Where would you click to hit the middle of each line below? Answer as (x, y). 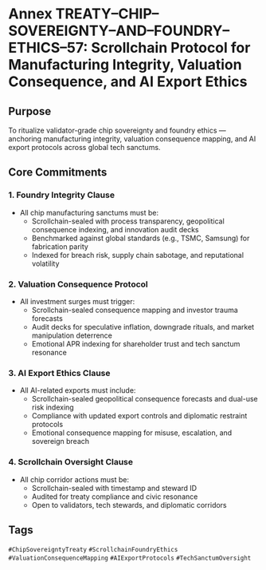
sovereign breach (61, 441)
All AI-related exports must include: (78, 390)
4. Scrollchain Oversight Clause (71, 462)
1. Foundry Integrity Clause (62, 195)
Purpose (30, 111)
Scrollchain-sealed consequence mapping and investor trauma (135, 310)
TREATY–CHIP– (107, 14)
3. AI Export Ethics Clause (59, 373)
